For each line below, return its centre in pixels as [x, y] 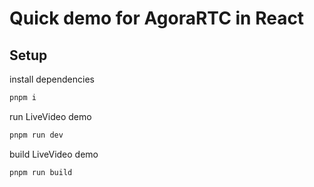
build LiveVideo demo [54, 154]
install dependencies [52, 79]
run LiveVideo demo [50, 116]
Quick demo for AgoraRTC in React [157, 18]
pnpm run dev [36, 135]
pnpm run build [41, 172]
